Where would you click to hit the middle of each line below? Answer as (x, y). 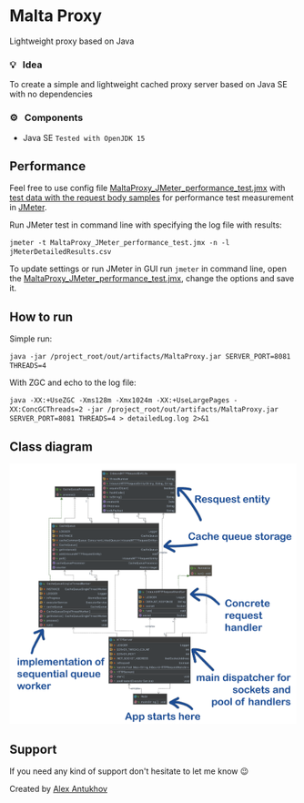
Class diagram (51, 447)
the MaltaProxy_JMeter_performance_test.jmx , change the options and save (152, 279)
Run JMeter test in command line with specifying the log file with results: (146, 225)
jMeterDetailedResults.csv (61, 252)
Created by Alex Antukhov (58, 788)
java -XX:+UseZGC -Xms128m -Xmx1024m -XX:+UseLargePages (120, 401)
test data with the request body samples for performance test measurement (152, 198)
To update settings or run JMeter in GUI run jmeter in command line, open (148, 269)
